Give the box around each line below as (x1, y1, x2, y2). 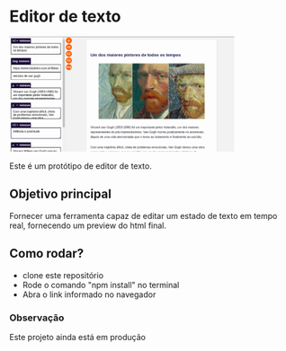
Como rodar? (9, 246, 85, 261)
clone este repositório (22, 269, 104, 280)
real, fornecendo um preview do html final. (9, 220, 167, 231)
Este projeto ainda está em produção (9, 331, 147, 342)
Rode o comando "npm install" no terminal (22, 279, 180, 290)
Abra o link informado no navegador (22, 289, 156, 300)
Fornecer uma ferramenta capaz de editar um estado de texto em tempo (9, 210, 278, 221)
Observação (9, 312, 65, 324)
